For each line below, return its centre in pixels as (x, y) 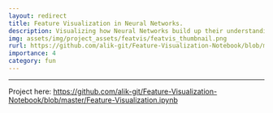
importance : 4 (32, 53)
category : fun (32, 61)
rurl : (17, 46)
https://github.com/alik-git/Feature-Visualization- (135, 91)
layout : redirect (38, 16)
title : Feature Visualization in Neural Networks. (96, 23)
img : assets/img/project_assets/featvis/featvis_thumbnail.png (118, 38)
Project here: (30, 91)
